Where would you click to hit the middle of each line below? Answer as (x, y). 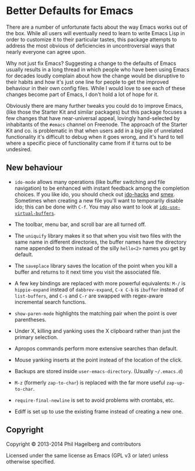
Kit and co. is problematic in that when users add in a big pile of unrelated (95, 131)
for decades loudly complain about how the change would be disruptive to (95, 76)
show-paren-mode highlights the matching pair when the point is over (96, 313)
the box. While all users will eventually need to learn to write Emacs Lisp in (95, 33)
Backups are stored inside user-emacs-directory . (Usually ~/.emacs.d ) (99, 371)
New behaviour (34, 168)
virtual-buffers (34, 213)
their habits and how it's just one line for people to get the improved (88, 82)
